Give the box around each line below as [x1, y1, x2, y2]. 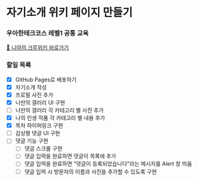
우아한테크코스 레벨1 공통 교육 [6, 29, 89, 37]
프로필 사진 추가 [15, 91, 53, 98]
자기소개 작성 [15, 83, 47, 90]
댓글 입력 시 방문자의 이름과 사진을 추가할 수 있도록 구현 [24, 168, 158, 175]
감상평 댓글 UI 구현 [15, 130, 60, 137]
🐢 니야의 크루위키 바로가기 [6, 44, 69, 51]
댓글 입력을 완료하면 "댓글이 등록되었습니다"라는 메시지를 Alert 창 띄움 [24, 160, 192, 168]
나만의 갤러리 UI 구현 [15, 98, 66, 106]
